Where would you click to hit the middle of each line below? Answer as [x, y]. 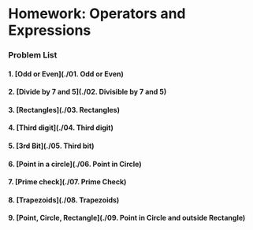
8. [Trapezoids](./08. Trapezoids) [64, 200]
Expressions [50, 30]
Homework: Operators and [97, 14]
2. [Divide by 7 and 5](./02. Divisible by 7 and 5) [87, 92]
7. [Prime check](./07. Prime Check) [67, 182]
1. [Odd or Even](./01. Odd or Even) [66, 74]
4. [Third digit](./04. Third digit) [61, 128]
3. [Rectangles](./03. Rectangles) [64, 109]
